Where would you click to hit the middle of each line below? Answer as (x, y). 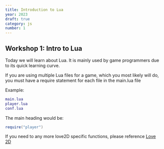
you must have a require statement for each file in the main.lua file (73, 80)
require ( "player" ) (24, 127)
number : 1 (15, 28)
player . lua (16, 104)
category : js (19, 24)
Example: (15, 90)
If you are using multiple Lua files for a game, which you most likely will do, (82, 75)
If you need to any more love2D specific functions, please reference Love (81, 137)
